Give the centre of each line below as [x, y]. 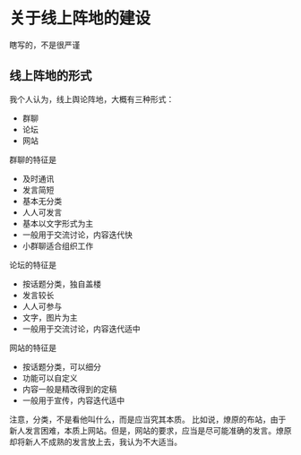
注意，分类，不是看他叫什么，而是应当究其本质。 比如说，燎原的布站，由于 [148, 419]
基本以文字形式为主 [58, 223]
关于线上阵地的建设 [80, 18]
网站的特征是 [33, 348]
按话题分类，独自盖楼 [61, 284]
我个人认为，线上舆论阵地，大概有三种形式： [92, 99]
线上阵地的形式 [51, 76]
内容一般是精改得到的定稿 [69, 389]
